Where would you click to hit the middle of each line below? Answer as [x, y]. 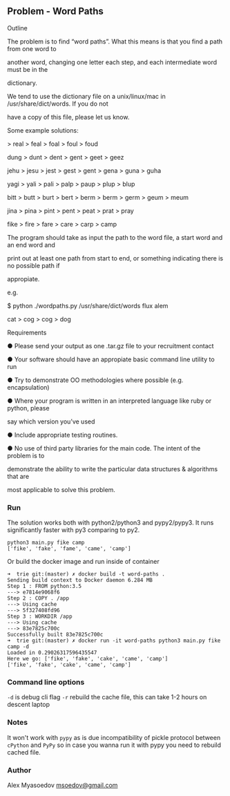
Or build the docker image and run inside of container [84, 562]
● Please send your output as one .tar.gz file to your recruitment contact [111, 345]
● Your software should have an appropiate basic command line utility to [111, 359]
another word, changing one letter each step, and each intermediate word [112, 62]
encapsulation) [28, 387]
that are [18, 476]
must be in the [28, 69]
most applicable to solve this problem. [61, 489]
